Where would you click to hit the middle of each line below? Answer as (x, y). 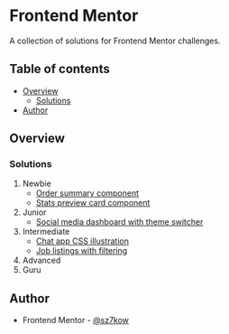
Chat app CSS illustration (82, 241)
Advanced (41, 260)
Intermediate (46, 232)
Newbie (37, 184)
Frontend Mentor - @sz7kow (75, 320)
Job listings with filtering (82, 251)
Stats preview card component (93, 203)
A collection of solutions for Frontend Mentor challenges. (115, 41)
